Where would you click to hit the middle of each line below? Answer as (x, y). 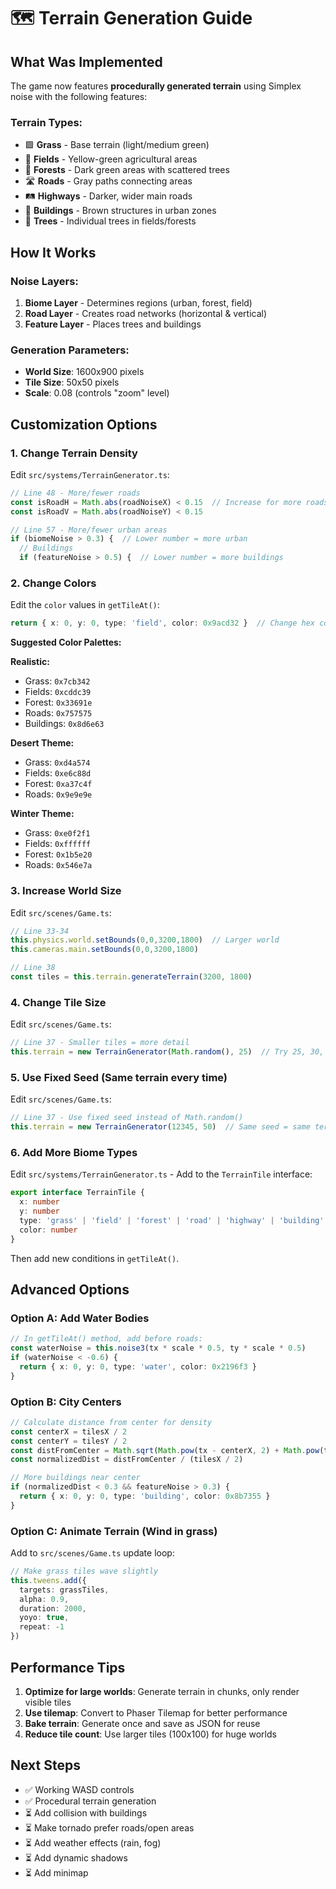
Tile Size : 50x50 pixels (72, 382)
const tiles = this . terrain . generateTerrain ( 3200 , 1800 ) (131, 977)
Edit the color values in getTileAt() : (85, 605)
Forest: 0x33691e (58, 702)
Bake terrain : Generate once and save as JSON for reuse (142, 1723)
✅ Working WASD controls (79, 1789)
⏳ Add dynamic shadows (76, 1857)
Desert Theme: (42, 743)
